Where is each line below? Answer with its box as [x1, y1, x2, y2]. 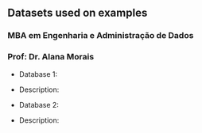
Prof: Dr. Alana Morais [7, 51, 95, 63]
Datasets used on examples [7, 6, 148, 20]
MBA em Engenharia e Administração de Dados [7, 30, 194, 41]
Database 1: [18, 69, 58, 78]
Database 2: [18, 100, 59, 109]
